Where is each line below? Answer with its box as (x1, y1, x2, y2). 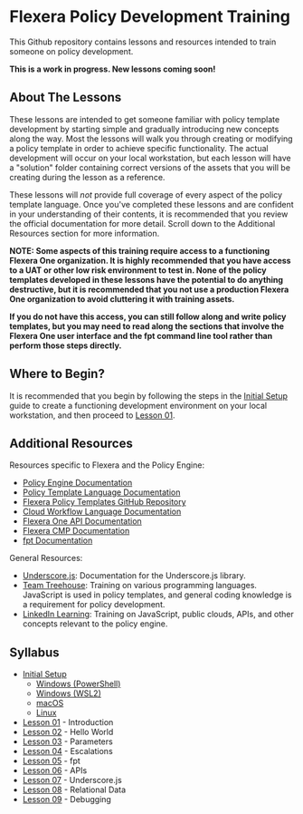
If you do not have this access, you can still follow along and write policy (9, 311, 287, 322)
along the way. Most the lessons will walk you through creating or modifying (9, 133, 293, 144)
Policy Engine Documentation (22, 478, 133, 489)
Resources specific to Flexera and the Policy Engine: (9, 460, 205, 470)
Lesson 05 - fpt (22, 755, 81, 767)
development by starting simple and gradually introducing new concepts (9, 123, 279, 134)
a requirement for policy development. (22, 599, 166, 610)
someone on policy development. (9, 45, 134, 56)
